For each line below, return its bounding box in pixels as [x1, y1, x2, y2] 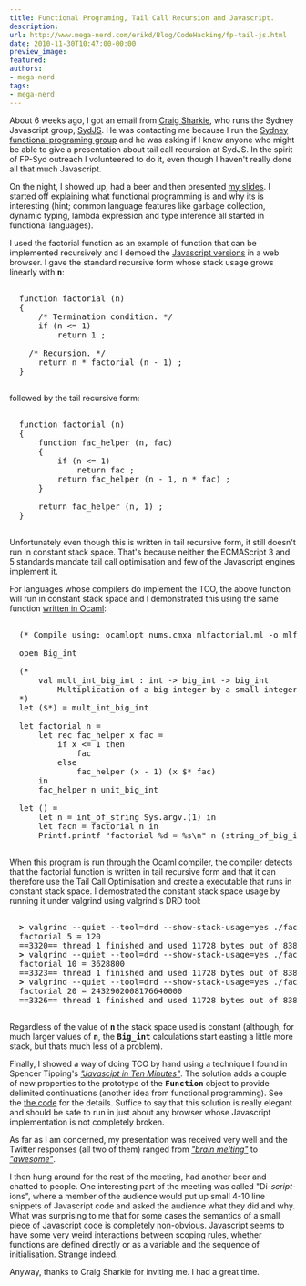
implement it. [9, 565, 58, 576]
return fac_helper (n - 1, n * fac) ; [57, 473, 230, 484]
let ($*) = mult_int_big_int [18, 702, 149, 712]
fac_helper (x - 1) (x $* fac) [76, 766, 217, 776]
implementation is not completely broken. [9, 1116, 165, 1127]
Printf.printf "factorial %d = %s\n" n [37, 830, 217, 840]
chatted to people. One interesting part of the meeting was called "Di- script [9, 1180, 293, 1191]
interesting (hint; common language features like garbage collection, [9, 200, 266, 211]
